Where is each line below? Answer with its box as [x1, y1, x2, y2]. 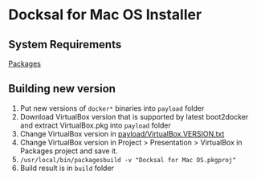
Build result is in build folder [19, 163, 115, 173]
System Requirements [8, 38, 122, 51]
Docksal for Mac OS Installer [8, 6, 202, 24]
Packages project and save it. [19, 146, 118, 156]
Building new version [8, 82, 116, 96]
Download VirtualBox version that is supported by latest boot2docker [19, 112, 249, 121]
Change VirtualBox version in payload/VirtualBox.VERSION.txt [19, 128, 225, 138]
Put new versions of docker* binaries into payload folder [19, 103, 205, 113]
